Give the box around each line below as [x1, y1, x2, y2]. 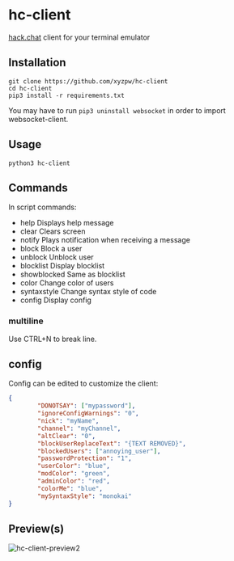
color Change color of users [19, 278, 114, 288]
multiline [8, 315, 45, 327]
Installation [8, 56, 66, 70]
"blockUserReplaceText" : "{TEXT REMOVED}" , [37, 439, 186, 448]
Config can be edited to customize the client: [8, 378, 159, 389]
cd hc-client [8, 84, 53, 92]
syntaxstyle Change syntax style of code [19, 287, 157, 297]
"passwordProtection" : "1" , [37, 454, 132, 462]
